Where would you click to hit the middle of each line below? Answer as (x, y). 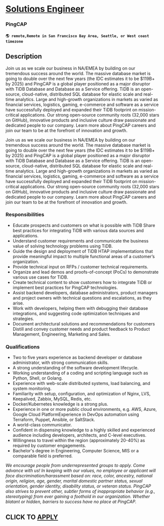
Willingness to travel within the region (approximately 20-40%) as (79, 441)
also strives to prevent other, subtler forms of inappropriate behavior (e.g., (81, 491)
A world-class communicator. (42, 425)
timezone (14, 41)
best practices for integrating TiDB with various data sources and (78, 230)
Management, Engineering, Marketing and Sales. (62, 334)
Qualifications (23, 346)
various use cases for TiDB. (40, 277)
